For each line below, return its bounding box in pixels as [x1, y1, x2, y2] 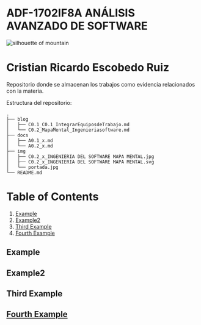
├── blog [6, 116, 29, 122]
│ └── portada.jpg [6, 164, 59, 170]
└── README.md [6, 170, 43, 176]
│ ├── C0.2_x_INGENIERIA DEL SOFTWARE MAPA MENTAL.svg [6, 159, 155, 165]
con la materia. [6, 87, 44, 95]
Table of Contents [6, 190, 99, 204]
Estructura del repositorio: [6, 99, 72, 106]
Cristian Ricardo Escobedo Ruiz [6, 61, 170, 74]
